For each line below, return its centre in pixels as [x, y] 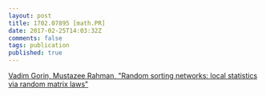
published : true [35, 53]
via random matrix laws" [48, 84]
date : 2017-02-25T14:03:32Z [55, 30]
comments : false [35, 38]
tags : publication [39, 46]
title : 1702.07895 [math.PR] [57, 23]
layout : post [30, 16]
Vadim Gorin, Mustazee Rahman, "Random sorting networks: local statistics [133, 76]
